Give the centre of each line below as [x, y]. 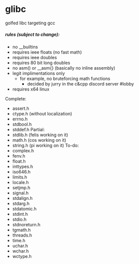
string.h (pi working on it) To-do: [46, 145]
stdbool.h [22, 124]
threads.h [22, 235]
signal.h [20, 193]
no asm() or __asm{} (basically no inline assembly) [64, 68]
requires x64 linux [31, 89]
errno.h [20, 119]
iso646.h [21, 172]
